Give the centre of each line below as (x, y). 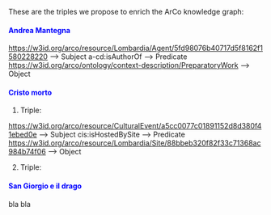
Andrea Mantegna (40, 30)
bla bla (19, 204)
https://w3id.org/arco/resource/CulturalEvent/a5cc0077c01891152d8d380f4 (135, 126)
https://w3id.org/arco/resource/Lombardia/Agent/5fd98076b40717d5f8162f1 (135, 48)
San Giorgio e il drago (45, 186)
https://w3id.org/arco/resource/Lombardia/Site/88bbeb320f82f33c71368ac (135, 143)
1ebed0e (23, 135)
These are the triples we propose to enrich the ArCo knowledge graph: (126, 12)
